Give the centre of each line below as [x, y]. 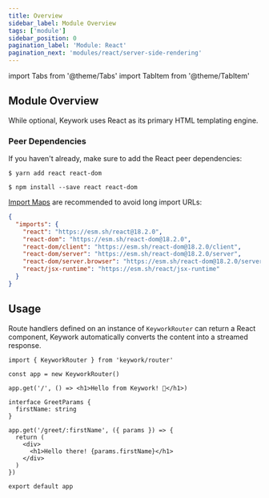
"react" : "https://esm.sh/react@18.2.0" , [92, 232]
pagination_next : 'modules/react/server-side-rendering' [105, 53]
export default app [41, 486]
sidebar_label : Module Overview [62, 23]
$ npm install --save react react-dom [73, 188]
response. [25, 345]
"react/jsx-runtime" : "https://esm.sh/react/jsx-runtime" [121, 269]
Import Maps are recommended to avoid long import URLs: [105, 202]
